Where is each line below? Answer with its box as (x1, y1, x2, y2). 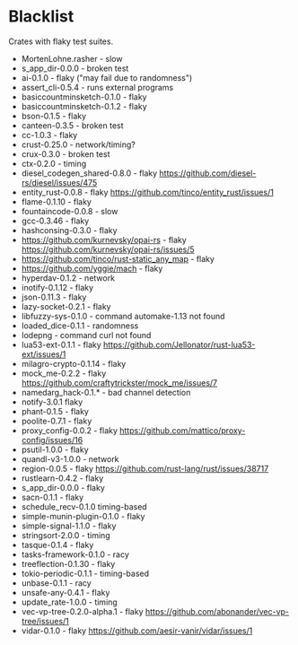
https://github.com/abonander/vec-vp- (145, 606, 289, 616)
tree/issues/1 (21, 615, 69, 626)
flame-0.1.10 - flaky (21, 196, 92, 207)
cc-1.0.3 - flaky (21, 129, 78, 140)
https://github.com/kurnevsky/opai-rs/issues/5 (21, 244, 195, 255)
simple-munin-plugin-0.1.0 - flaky (21, 510, 145, 521)
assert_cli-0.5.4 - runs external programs (21, 82, 174, 92)
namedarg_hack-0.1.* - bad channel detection (21, 387, 191, 397)
